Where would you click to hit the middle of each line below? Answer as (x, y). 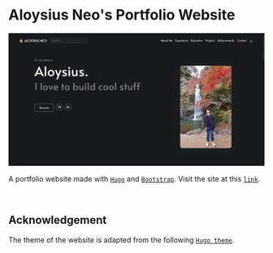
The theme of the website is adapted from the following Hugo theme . (121, 240)
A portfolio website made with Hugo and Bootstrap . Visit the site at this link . (134, 179)
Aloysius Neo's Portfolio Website (122, 15)
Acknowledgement (58, 220)
